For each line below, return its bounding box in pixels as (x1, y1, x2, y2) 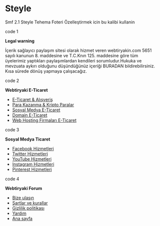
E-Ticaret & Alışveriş (12, 96, 53, 103)
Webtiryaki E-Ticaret (5, 87, 48, 93)
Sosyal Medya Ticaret (5, 136, 50, 142)
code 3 (5, 126, 20, 132)
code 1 (5, 28, 19, 34)
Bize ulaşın (12, 195, 34, 201)
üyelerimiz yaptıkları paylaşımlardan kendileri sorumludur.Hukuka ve (5, 58, 142, 63)
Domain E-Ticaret (12, 112, 48, 118)
